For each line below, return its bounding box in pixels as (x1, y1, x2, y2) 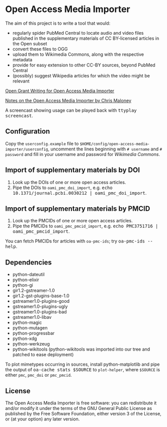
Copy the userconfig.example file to (5, 140, 79, 146)
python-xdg (12, 335, 37, 341)
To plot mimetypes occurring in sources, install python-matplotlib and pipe (5, 361, 160, 368)
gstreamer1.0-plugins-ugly (12, 303, 68, 310)
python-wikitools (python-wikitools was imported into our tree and (12, 346, 150, 353)
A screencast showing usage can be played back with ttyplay (5, 107, 137, 113)
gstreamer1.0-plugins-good (12, 298, 70, 304)
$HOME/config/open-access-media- (79, 141, 150, 146)
